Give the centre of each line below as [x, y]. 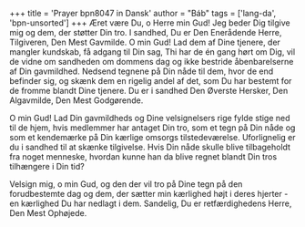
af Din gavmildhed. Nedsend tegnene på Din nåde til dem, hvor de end [142, 71]
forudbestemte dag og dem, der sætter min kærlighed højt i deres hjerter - [149, 194]
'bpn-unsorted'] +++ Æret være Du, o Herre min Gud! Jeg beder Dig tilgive [150, 23]
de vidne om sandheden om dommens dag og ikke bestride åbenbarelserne [152, 62]
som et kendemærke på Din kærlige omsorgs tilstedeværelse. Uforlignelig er [152, 137]
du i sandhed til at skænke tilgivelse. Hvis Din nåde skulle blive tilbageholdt [150, 147]
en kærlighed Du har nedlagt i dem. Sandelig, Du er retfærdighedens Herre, [151, 203]
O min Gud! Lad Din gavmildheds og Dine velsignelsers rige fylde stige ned [150, 118]
